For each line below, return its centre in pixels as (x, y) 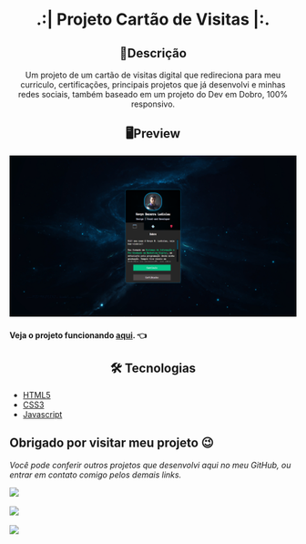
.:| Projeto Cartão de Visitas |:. (153, 20)
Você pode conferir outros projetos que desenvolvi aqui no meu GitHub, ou (150, 465)
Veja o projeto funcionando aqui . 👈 (78, 335)
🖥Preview (153, 133)
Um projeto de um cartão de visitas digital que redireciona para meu (153, 75)
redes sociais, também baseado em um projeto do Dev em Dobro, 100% (153, 94)
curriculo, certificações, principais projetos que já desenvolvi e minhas (153, 85)
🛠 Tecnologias (153, 369)
